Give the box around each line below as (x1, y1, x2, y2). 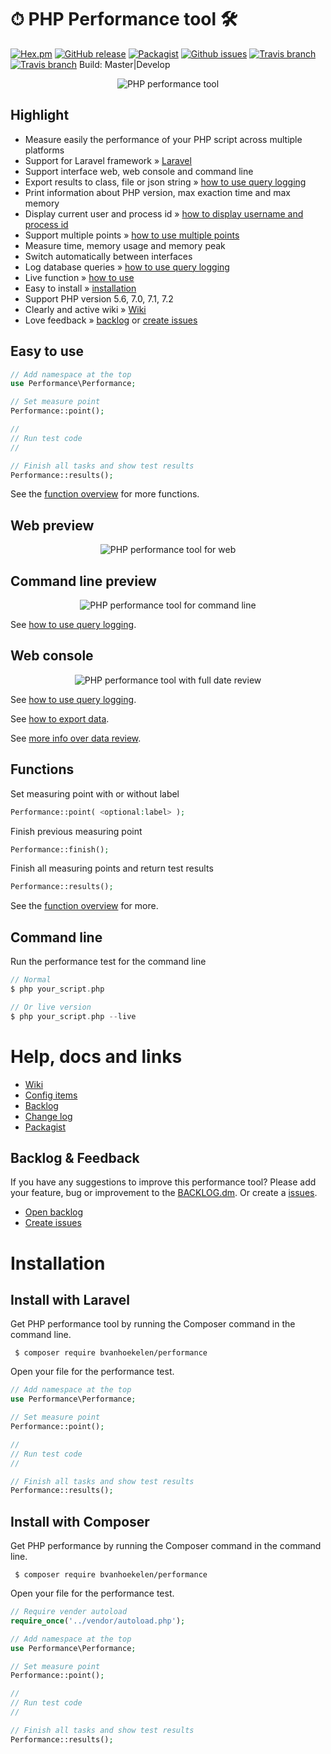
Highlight (10, 107, 70, 124)
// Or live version (10, 1002, 92, 1012)
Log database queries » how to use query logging (24, 261, 230, 273)
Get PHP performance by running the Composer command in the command (10, 1540, 322, 1552)
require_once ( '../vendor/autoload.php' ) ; (10, 1616, 186, 1626)
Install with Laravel (10, 1291, 130, 1308)
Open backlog (24, 1206, 84, 1218)
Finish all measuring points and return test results (10, 862, 214, 875)
